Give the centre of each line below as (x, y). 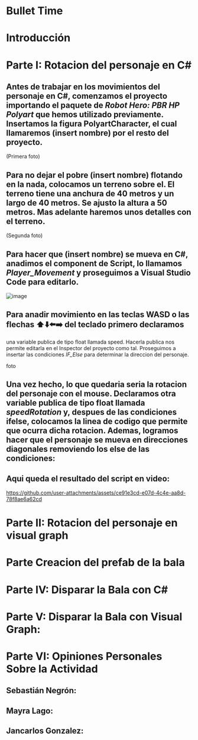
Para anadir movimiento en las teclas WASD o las (98, 315)
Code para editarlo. (43, 282)
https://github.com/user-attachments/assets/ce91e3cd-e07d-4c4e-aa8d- (96, 493)
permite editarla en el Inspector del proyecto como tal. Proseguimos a (91, 348)
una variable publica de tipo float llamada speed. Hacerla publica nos (90, 342)
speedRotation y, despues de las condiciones (92, 412)
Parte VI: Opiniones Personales (84, 656)
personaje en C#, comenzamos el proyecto (87, 96)
